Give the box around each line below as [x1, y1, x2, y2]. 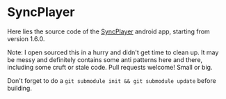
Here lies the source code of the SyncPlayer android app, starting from [7, 27, 210, 36]
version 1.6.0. [7, 34, 45, 43]
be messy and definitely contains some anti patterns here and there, [7, 55, 203, 63]
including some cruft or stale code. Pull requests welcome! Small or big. [7, 63, 213, 71]
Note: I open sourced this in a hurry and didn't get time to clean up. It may [7, 48, 219, 56]
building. [7, 84, 33, 92]
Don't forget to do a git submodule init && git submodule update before [7, 76, 217, 84]
